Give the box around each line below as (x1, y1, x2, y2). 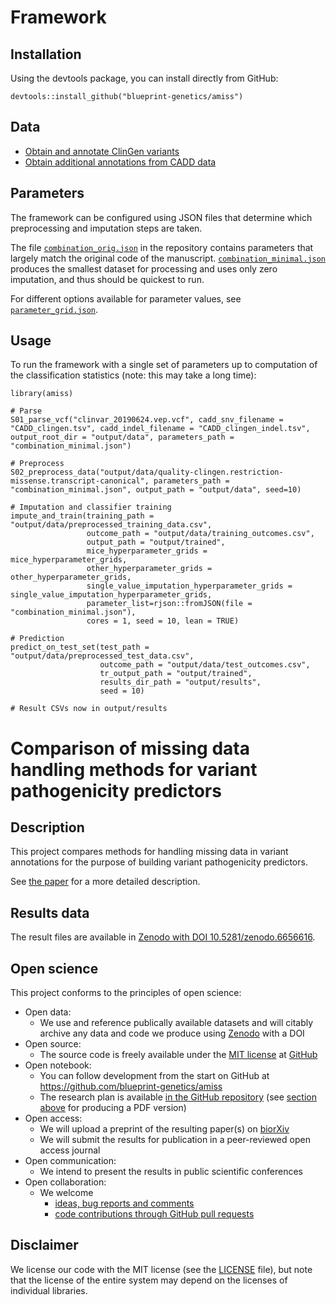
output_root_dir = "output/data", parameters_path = (10, 432, 235, 443)
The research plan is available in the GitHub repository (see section (39, 1091, 317, 1103)
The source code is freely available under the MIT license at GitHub (39, 1049, 318, 1061)
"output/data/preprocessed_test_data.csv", (10, 651, 195, 661)
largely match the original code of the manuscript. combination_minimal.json (10, 252, 327, 264)
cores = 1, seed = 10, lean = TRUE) (86, 616, 240, 626)
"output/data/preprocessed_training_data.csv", (10, 520, 213, 530)
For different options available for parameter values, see (10, 292, 242, 305)
